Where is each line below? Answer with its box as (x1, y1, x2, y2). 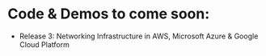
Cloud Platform (19, 39, 70, 49)
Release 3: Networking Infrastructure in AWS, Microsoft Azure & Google (19, 31, 259, 41)
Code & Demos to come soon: (7, 5, 210, 23)
